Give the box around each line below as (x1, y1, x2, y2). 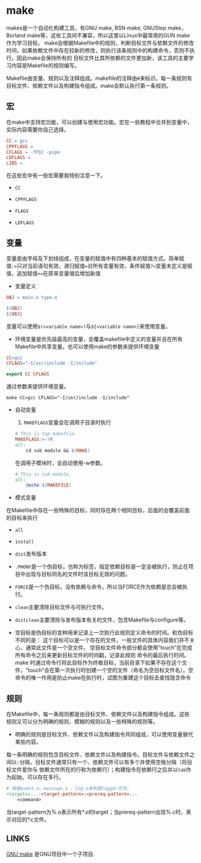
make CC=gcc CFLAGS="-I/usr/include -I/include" (6, 395, 130, 401)
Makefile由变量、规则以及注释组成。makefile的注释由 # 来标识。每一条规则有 (6, 74, 193, 82)
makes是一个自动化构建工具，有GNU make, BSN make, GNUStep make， (6, 24, 187, 31)
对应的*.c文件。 (11, 816, 50, 823)
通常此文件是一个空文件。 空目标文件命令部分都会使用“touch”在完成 (25, 644, 193, 652)
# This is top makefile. (14, 431, 77, 437)
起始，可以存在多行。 (11, 774, 64, 781)
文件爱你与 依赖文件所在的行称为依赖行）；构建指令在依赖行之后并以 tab (11, 766, 187, 774)
